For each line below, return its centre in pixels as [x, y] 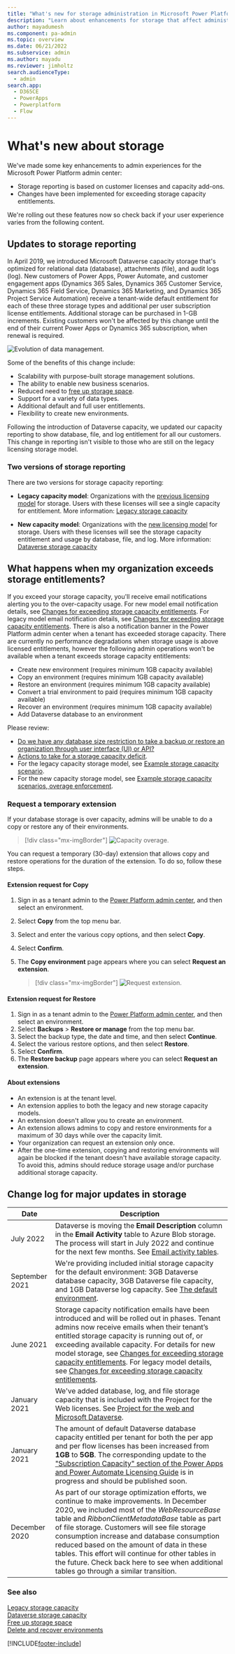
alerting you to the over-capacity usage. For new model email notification [113, 604]
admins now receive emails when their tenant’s [131, 1327]
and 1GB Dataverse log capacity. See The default [136, 1289]
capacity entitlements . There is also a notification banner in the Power [108, 626]
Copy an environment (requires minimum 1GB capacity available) [111, 677]
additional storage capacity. [57, 1172]
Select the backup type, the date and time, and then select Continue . [117, 1037]
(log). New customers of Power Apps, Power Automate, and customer [108, 276]
